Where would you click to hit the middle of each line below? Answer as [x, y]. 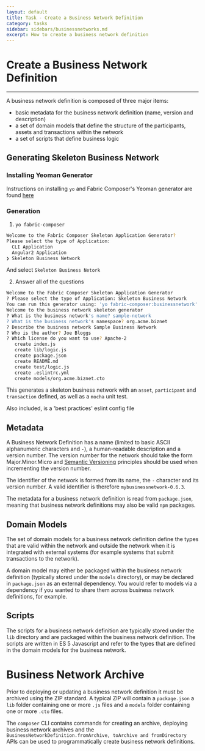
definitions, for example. [37, 597]
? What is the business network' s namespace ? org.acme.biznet [87, 321]
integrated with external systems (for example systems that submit [90, 552]
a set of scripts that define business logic [67, 139]
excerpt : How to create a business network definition [77, 35]
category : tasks [27, 23]
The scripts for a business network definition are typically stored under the [100, 630]
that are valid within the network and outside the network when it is [91, 546]
